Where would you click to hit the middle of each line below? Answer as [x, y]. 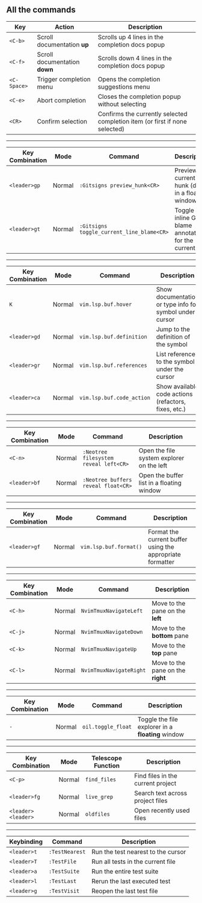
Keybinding [26, 842]
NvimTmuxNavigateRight [113, 670]
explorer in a [155, 726]
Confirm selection [62, 121]
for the [184, 240]
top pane [164, 653]
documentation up [63, 45]
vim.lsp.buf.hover [106, 304]
